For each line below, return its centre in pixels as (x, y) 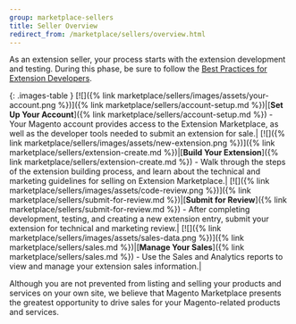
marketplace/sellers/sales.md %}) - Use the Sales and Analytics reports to (146, 257)
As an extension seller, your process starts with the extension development (148, 60)
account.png (33, 105)
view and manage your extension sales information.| (106, 266)
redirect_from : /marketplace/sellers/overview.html (107, 34)
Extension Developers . (51, 79)
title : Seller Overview (54, 26)
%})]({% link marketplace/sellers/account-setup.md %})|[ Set (170, 105)
